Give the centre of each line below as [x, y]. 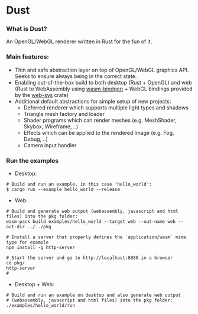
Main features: [27, 57]
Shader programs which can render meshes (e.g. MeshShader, [100, 120]
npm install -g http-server [41, 248]
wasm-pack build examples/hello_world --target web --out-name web [91, 222]
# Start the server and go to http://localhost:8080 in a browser [90, 258]
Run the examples [33, 160]
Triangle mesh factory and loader [64, 114]
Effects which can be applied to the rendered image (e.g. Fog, [99, 132]
